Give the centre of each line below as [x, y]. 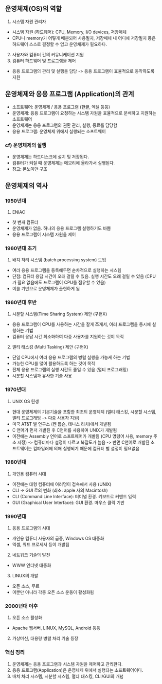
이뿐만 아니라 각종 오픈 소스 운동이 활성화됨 [53, 592]
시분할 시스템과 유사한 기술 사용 [42, 376]
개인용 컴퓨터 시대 [29, 474]
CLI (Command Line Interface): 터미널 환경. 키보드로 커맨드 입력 [74, 496]
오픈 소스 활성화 [27, 617]
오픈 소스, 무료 [26, 586]
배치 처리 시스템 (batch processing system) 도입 [59, 260]
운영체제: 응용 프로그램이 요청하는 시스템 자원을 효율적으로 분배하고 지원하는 [84, 113]
